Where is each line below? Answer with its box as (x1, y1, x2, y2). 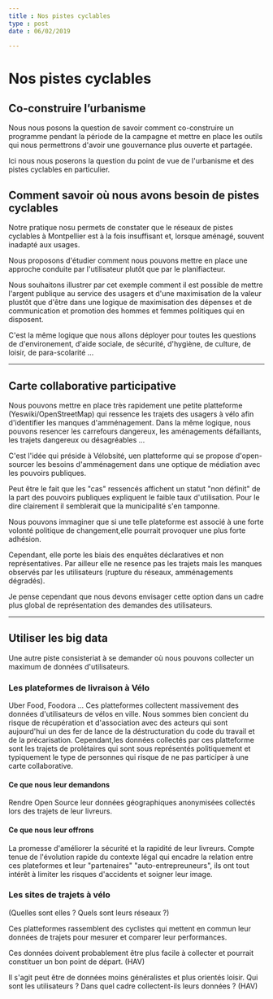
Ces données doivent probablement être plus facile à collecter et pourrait (8, 948, 254, 958)
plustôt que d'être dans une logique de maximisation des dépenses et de (8, 298, 253, 308)
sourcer (8, 460, 35, 469)
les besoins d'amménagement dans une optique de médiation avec (36, 460, 261, 469)
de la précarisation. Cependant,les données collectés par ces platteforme (8, 735, 254, 745)
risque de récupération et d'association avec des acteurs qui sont (8, 718, 228, 728)
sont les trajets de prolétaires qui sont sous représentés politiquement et (8, 744, 251, 753)
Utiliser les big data (8, 631, 108, 645)
